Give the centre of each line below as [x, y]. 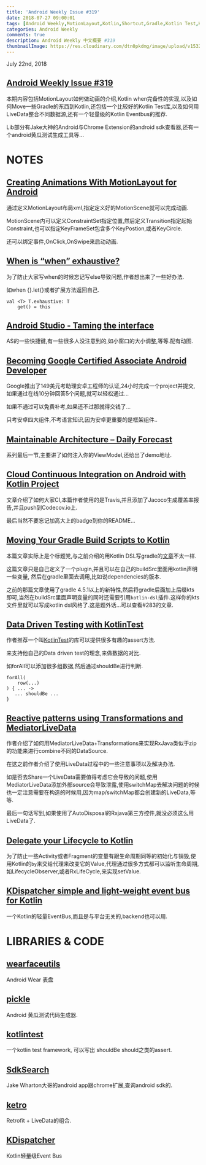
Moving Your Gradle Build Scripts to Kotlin [88, 540]
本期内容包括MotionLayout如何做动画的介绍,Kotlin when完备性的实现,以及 [99, 98]
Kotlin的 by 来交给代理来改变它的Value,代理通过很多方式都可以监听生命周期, [105, 864]
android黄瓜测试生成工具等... [48, 134]
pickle [18, 999]
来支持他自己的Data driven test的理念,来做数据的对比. [74, 653]
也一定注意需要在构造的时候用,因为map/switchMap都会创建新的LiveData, [98, 792]
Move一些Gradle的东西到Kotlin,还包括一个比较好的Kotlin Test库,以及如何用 [105, 106]
